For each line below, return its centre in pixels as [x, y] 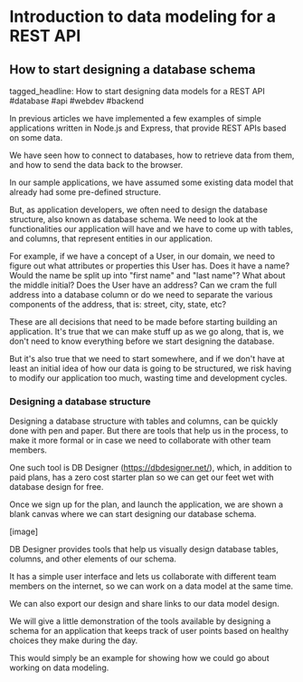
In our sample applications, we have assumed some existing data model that [151, 182]
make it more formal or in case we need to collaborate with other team [140, 441]
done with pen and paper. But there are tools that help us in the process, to [149, 431]
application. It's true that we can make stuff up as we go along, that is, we [147, 331]
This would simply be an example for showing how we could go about [139, 658]
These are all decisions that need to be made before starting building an [143, 322]
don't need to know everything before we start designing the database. [142, 341]
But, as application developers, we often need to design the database [139, 209]
